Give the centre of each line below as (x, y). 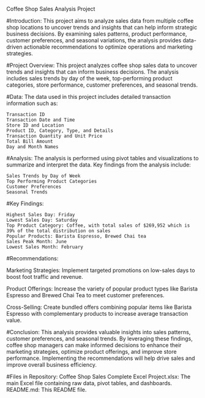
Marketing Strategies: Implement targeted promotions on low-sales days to (101, 270)
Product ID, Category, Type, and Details (60, 131)
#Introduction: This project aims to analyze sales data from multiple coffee (100, 21)
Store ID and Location (35, 125)
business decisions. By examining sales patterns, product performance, (97, 34)
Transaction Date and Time (41, 120)
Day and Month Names (33, 147)
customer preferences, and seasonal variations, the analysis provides (94, 40)
